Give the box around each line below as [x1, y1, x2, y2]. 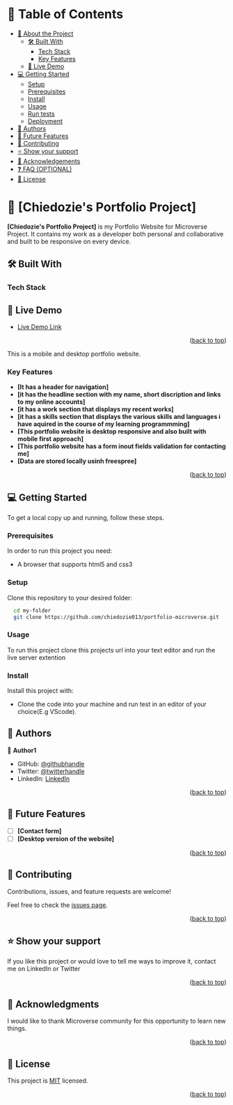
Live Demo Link [17, 323, 62, 330]
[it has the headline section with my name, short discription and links [17, 390, 221, 399]
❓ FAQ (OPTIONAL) [17, 165, 72, 173]
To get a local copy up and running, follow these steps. [7, 514, 165, 522]
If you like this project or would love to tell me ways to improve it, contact [7, 957, 216, 966]
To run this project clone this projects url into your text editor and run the [7, 646, 216, 654]
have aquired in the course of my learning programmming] [17, 420, 190, 428]
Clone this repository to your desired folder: [7, 593, 133, 602]
